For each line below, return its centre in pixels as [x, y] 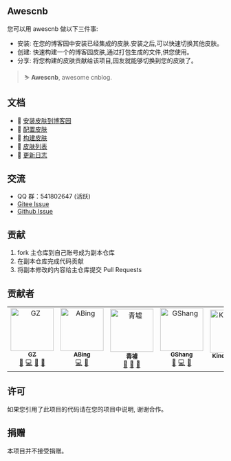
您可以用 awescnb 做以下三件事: [53, 29]
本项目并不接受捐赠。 [37, 451]
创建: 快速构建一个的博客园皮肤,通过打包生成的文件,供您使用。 [105, 52]
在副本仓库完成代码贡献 [50, 261]
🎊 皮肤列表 [32, 146]
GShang [182, 355]
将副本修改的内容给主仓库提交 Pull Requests [79, 270]
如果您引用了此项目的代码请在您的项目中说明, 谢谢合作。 [87, 409]
